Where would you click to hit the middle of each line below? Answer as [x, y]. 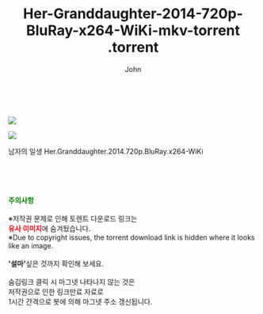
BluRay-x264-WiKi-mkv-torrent [133, 30]
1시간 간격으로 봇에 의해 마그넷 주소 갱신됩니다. [80, 301]
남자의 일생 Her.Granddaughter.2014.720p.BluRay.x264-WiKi [106, 151]
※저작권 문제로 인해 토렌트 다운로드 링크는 [73, 218]
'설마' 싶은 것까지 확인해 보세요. [56, 263]
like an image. [31, 245]
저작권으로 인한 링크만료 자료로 [56, 291]
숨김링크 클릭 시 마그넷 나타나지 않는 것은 [72, 282]
